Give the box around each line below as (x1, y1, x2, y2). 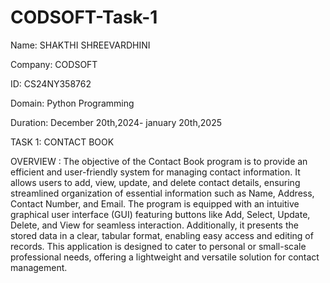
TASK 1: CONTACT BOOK (10, 136, 115, 148)
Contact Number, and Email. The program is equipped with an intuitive (10, 197, 300, 210)
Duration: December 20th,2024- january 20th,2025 (10, 116, 222, 128)
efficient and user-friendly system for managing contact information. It (10, 166, 301, 178)
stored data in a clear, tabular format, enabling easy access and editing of (10, 229, 314, 241)
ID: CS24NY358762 (10, 77, 92, 90)
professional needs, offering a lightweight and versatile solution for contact (10, 251, 320, 263)
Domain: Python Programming (10, 97, 135, 109)
